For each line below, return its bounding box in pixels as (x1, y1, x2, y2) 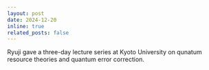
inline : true (7, 23, 45, 30)
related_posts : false (7, 29, 69, 36)
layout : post (7, 10, 45, 17)
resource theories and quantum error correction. (7, 56, 144, 64)
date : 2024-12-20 (7, 16, 57, 23)
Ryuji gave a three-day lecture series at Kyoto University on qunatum (7, 48, 202, 56)
